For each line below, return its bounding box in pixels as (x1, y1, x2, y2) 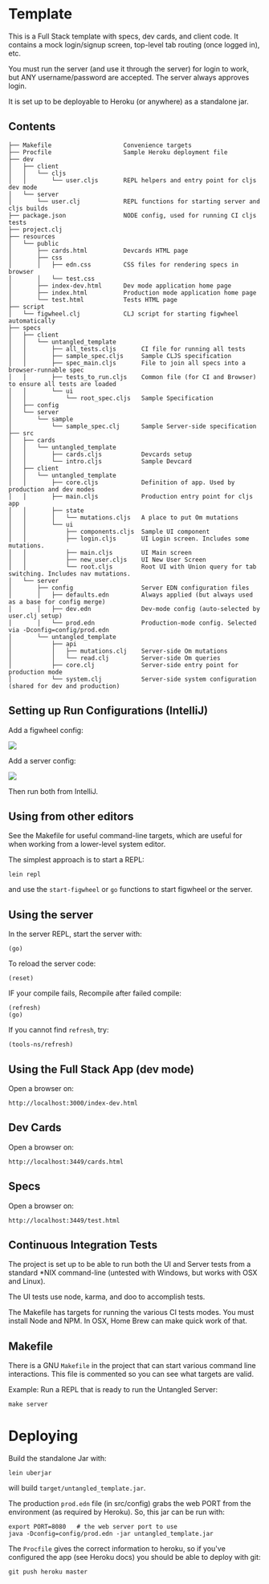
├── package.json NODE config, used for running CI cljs (8, 211, 257, 219)
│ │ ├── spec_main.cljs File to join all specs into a (8, 359, 247, 367)
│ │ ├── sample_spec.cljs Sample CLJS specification (8, 352, 231, 360)
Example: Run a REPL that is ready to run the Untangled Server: (8, 1385, 218, 1395)
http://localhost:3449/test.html (8, 1216, 120, 1224)
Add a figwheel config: (8, 725, 84, 735)
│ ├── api (8, 640, 78, 648)
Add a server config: (8, 755, 76, 765)
